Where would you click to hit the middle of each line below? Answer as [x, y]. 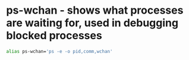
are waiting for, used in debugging [92, 23]
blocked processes [54, 36]
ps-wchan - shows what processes [95, 10]
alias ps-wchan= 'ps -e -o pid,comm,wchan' [59, 51]
